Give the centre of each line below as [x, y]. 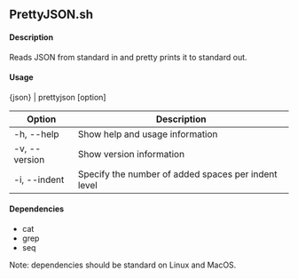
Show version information [131, 154]
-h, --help [36, 134]
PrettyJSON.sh [51, 15]
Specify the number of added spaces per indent [177, 174]
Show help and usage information [148, 134]
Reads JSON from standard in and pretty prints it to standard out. [128, 57]
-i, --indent [39, 179]
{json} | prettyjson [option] [58, 97]
